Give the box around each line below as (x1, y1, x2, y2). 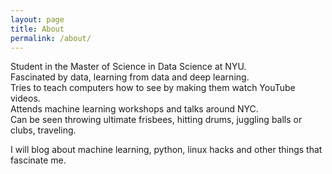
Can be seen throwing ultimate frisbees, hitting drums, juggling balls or (10, 114, 303, 126)
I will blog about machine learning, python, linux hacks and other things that (10, 144, 323, 156)
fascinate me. (10, 154, 67, 166)
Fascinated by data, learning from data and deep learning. (10, 71, 250, 83)
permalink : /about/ (10, 33, 92, 43)
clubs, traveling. (10, 124, 77, 136)
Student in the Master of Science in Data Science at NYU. (10, 61, 247, 73)
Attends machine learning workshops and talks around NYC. (10, 103, 259, 115)
